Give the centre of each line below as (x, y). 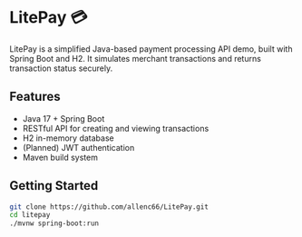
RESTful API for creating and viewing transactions (116, 128)
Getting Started (54, 186)
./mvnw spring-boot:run (54, 223)
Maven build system (60, 157)
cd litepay (30, 215)
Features (35, 97)
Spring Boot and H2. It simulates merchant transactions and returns (135, 58)
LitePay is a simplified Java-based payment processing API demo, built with (151, 49)
